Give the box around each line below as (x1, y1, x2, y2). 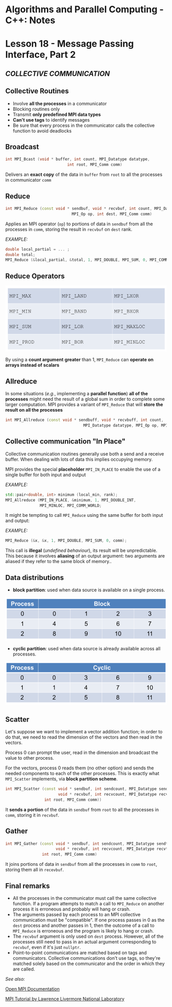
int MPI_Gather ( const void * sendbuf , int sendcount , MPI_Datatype (5, 841, 155, 846)
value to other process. (5, 755, 54, 761)
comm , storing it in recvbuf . (5, 812, 60, 818)
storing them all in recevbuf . (5, 866, 64, 873)
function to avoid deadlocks (12, 127, 72, 134)
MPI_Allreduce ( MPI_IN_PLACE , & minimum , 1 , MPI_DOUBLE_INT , (5, 497, 137, 502)
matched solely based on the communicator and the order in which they (12, 960, 165, 966)
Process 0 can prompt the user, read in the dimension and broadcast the (5, 749, 159, 756)
